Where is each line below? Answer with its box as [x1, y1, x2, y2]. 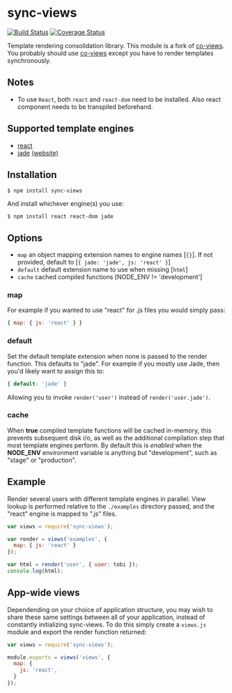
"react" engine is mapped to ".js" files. [7, 509, 117, 518]
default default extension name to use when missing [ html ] [17, 265, 188, 274]
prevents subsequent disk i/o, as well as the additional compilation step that [7, 433, 225, 442]
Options [7, 232, 43, 244]
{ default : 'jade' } [7, 380, 68, 387]
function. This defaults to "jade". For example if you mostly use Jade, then [7, 359, 220, 368]
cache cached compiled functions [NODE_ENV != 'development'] [17, 273, 203, 281]
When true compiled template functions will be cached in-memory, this [7, 426, 212, 434]
